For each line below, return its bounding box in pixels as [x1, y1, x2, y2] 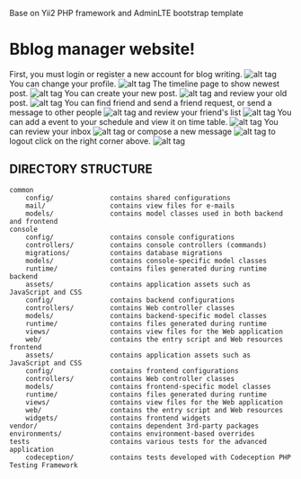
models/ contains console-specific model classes [25, 256, 268, 265]
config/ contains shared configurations [25, 193, 231, 202]
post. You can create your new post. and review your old [9, 87, 288, 98]
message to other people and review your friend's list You [9, 107, 292, 118]
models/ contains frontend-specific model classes [25, 382, 271, 391]
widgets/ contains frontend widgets [25, 413, 211, 422]
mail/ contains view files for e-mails [25, 201, 235, 210]
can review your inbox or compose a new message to [9, 126, 276, 137]
